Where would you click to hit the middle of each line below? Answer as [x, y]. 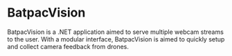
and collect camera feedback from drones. [68, 46]
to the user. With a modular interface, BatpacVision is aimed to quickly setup [116, 39]
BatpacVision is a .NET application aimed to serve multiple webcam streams [115, 32]
